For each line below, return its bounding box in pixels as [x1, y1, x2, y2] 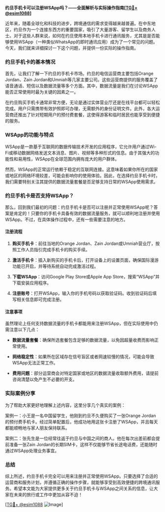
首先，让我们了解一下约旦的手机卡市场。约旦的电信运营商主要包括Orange [5, 71, 154, 77]
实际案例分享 [5, 390, 36, 397]
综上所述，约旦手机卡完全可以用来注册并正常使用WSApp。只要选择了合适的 [5, 473, 158, 479]
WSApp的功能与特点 [5, 131, 54, 138]
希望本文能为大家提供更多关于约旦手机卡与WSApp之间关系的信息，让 [13, 485, 154, 491]
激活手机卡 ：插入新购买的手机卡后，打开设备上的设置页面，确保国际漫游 [12, 257, 159, 263]
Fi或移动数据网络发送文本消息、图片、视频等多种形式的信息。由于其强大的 [5, 150, 155, 155]
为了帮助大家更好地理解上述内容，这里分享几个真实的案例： [5, 402, 126, 408]
